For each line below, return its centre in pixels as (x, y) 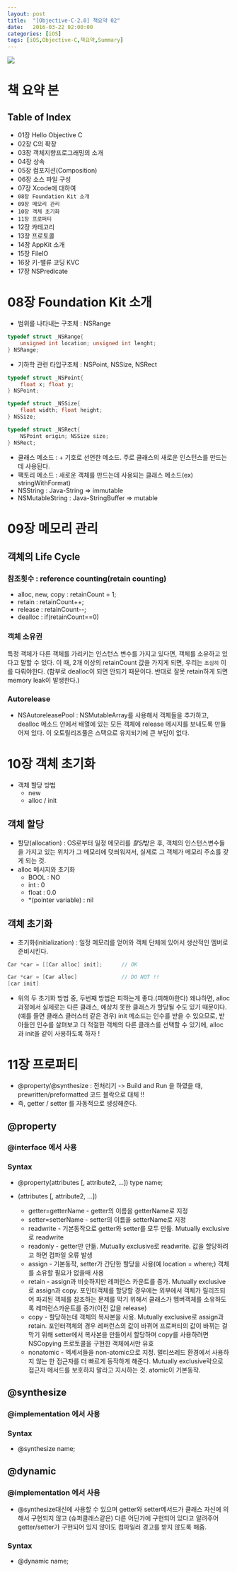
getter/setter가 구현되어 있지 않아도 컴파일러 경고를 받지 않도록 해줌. (112, 1527)
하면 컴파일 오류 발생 (64, 1255)
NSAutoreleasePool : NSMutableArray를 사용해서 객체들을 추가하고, (113, 715)
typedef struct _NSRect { (44, 429)
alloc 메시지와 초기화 (46, 869)
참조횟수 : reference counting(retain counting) (87, 579)
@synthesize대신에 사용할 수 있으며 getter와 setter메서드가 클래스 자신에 (119, 1509)
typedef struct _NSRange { (45, 337)
